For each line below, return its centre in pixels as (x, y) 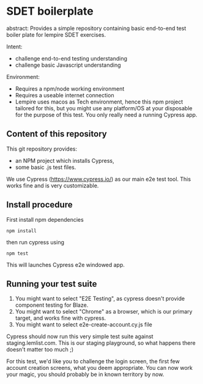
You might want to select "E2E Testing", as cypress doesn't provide (100, 299)
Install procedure (39, 205)
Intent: (14, 47)
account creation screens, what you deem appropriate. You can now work (99, 368)
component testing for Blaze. (52, 305)
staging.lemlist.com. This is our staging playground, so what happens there (101, 343)
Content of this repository (57, 134)
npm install (21, 231)
